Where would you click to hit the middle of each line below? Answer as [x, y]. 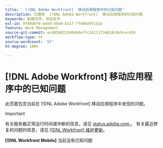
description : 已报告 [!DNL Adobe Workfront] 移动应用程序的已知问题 [74, 14]
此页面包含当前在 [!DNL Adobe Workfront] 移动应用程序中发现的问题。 [77, 104]
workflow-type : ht [24, 37]
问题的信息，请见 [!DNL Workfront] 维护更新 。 [61, 130]
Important [15, 113]
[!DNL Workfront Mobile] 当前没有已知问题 [49, 140]
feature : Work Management [32, 28]
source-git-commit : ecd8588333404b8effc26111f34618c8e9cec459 [70, 33]
